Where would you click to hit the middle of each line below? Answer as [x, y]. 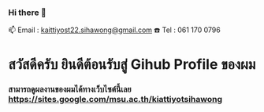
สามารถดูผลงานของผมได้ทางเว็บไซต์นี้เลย [70, 89]
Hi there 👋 [28, 13]
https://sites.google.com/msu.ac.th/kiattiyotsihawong [115, 99]
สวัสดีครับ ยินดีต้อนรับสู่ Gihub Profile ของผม [132, 65]
